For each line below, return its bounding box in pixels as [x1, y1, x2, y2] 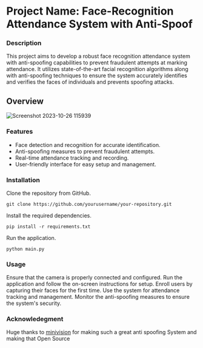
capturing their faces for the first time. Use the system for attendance [6, 287, 180, 294]
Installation [6, 176, 41, 184]
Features [6, 128, 33, 136]
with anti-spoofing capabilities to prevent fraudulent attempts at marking [6, 59, 188, 66]
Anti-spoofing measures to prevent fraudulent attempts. [15, 148, 155, 155]
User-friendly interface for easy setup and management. [15, 160, 156, 168]
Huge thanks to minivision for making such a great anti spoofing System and [6, 329, 197, 336]
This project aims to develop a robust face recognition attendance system [6, 53, 191, 60]
